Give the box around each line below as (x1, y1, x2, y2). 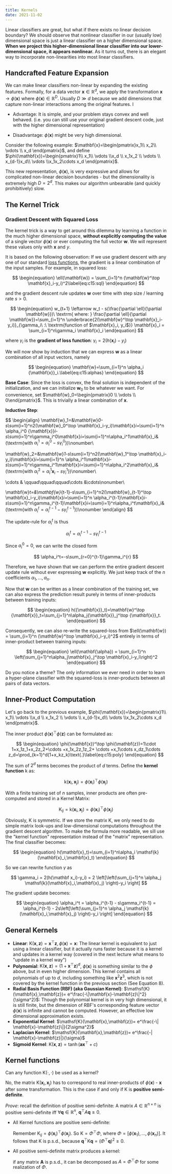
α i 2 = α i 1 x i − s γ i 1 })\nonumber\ (34, 467, 96, 476)
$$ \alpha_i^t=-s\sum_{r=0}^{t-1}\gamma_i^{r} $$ (33, 554, 139, 560)
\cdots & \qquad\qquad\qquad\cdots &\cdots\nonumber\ (5, 479, 125, 485)
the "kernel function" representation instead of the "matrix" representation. (5, 834, 164, 840)
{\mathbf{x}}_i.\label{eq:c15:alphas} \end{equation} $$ (28, 369, 144, 375)
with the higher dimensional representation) (12, 122, 105, 128)
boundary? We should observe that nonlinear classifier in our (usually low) (5, 32, 162, 38)
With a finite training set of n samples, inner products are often (5, 790, 137, 796)
